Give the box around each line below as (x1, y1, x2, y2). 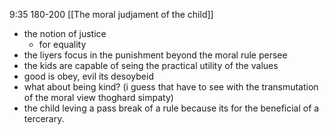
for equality (38, 39, 87, 50)
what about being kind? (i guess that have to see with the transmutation (23, 81, 319, 93)
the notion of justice (23, 28, 107, 39)
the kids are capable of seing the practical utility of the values (23, 60, 279, 71)
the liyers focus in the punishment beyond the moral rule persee (23, 49, 288, 61)
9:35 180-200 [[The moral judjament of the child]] (9, 9, 214, 20)
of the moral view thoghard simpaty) (23, 92, 174, 103)
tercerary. (23, 113, 65, 124)
